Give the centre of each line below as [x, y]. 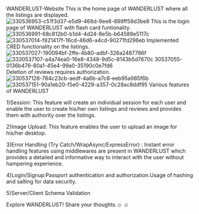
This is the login [170, 21]
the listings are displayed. [38, 15]
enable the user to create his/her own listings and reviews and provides [94, 109]
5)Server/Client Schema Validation [48, 193]
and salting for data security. [41, 182]
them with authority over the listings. [51, 115]
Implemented [162, 40]
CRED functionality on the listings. [48, 46]
